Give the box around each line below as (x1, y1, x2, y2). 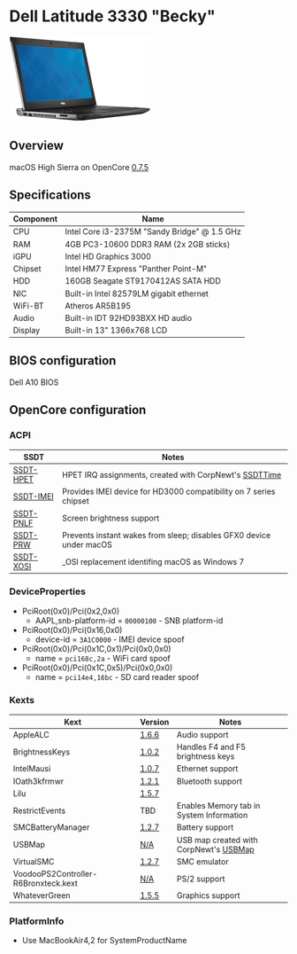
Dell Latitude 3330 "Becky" (9, 6, 216, 27)
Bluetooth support (176, 776, 243, 786)
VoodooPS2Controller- (12, 869, 98, 880)
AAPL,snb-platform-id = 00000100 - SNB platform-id (34, 614, 224, 626)
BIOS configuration (9, 353, 117, 369)
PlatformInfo (9, 915, 65, 927)
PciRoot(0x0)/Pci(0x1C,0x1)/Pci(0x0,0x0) (21, 643, 171, 653)
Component (12, 214, 58, 224)
